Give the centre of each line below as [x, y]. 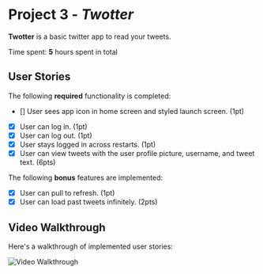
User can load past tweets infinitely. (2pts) [88, 202]
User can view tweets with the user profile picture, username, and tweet [137, 153]
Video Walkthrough [57, 227]
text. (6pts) [38, 162]
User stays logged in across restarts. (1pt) [88, 144]
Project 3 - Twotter [71, 15]
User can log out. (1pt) [56, 135]
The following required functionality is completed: [90, 96]
